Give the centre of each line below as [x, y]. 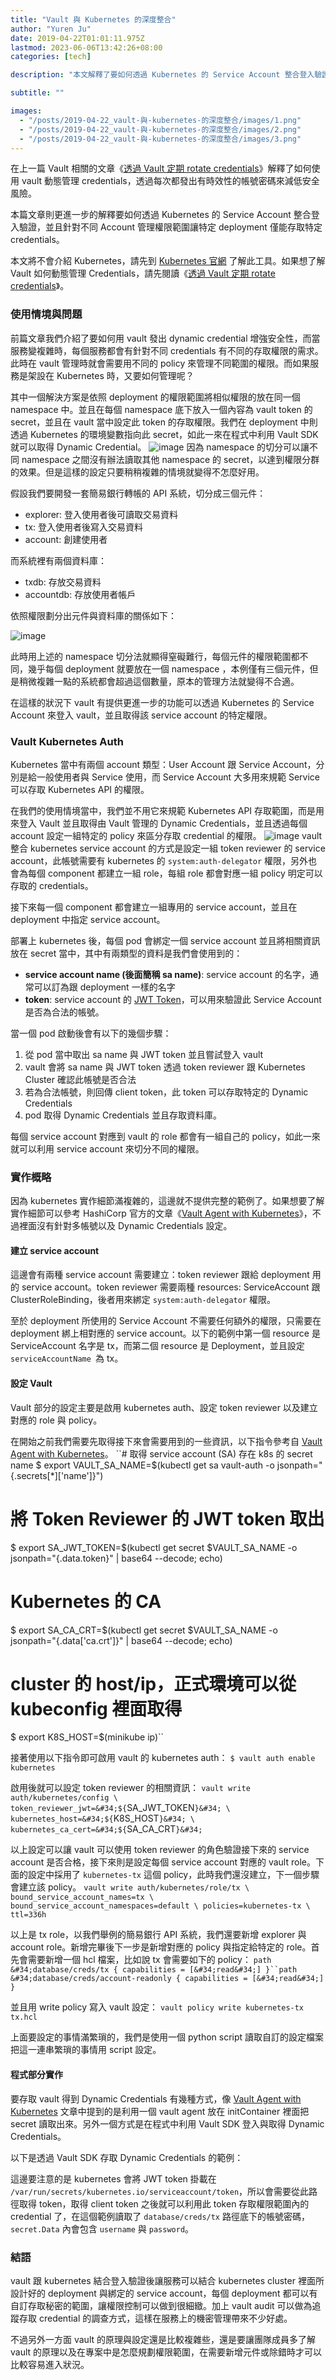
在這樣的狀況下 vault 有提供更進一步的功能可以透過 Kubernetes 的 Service [162, 702]
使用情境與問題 [46, 314]
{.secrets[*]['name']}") [57, 1475]
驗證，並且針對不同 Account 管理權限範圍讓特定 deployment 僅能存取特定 [170, 227]
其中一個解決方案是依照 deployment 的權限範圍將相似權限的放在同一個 [155, 397]
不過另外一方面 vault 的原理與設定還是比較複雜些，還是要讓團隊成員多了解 [163, 2339]
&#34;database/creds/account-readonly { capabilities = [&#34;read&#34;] [167, 1979]
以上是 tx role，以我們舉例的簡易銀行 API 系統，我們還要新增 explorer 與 [158, 1935]
